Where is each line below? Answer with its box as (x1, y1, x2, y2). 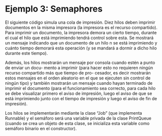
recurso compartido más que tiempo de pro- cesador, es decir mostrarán (5, 70, 151, 76)
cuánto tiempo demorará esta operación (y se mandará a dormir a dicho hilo (5, 45, 157, 51)
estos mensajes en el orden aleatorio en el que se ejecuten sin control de (5, 75, 151, 81)
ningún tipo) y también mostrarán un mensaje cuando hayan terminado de (5, 80, 153, 86)
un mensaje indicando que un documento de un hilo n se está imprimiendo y (5, 40, 158, 45)
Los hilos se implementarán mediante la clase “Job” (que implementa (5, 110, 142, 116)
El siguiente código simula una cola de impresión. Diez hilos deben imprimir (5, 19, 156, 25)
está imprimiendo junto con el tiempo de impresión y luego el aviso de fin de (5, 95, 157, 101)
